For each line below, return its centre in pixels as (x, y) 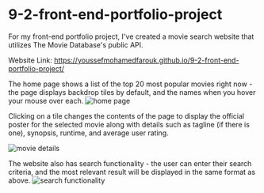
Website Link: (31, 60)
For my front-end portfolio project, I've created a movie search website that (131, 36)
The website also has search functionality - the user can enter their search (130, 163)
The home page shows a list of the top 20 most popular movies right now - (130, 84)
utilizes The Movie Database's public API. (76, 44)
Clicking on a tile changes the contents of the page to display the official (126, 115)
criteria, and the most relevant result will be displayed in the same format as (132, 172)
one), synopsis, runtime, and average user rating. (88, 133)
